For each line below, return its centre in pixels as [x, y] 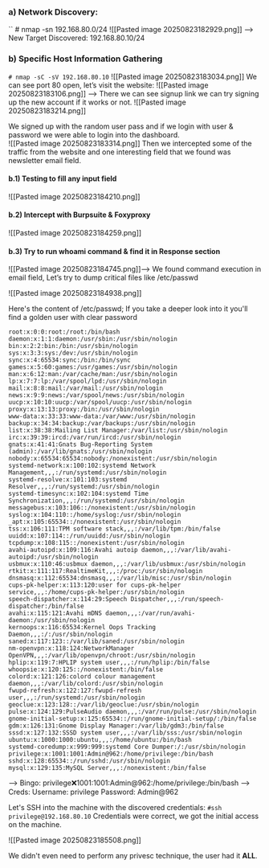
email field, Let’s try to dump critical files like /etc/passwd [104, 278]
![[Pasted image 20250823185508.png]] [75, 840]
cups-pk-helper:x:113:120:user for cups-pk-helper [95, 585]
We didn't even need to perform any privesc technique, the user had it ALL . [133, 856]
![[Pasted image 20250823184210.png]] [74, 196]
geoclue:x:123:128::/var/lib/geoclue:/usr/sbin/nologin [104, 705]
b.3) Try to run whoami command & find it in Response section [114, 251]
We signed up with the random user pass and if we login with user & [121, 126]
